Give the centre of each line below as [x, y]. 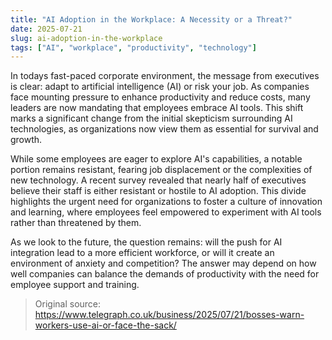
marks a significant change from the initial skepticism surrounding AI [151, 118]
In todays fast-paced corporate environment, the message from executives [165, 76]
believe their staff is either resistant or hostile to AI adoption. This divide [158, 191]
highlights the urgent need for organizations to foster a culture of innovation [166, 202]
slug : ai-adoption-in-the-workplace [86, 38]
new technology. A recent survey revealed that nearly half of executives [158, 180]
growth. [26, 140]
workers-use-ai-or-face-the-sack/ [105, 325]
